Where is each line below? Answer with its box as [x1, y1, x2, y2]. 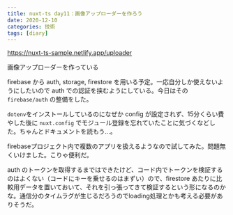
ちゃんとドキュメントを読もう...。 [19, 127, 116, 136]
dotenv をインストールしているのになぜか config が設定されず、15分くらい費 [7, 110, 225, 118]
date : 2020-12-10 [7, 17, 58, 24]
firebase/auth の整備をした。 [7, 95, 93, 104]
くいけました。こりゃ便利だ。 [7, 151, 93, 159]
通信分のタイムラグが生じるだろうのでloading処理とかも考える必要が [19, 192, 218, 200]
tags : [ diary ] [7, 29, 49, 37]
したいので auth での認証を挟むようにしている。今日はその [19, 86, 188, 95]
